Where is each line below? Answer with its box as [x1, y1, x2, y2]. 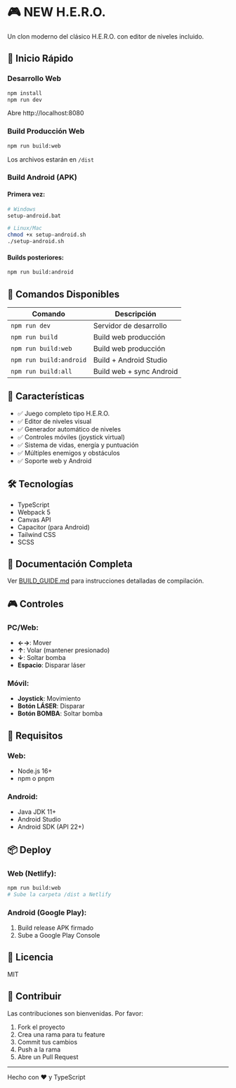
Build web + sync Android [93, 366, 178, 376]
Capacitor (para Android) [17, 523, 90, 531]
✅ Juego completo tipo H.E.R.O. [17, 409, 110, 417]
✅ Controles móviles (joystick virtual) [17, 432, 125, 441]
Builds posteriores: [7, 253, 65, 261]
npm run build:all [11, 367, 72, 375]
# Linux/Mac [7, 225, 42, 232]
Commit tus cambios [17, 1037, 78, 1046]
